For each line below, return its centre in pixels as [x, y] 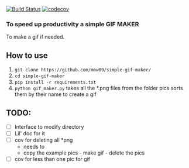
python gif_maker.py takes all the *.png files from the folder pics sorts [99, 88]
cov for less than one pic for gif [52, 159]
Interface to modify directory [49, 126]
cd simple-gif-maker [39, 76]
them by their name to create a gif [55, 94]
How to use [27, 55]
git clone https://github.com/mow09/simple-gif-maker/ [83, 70]
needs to [34, 147]
